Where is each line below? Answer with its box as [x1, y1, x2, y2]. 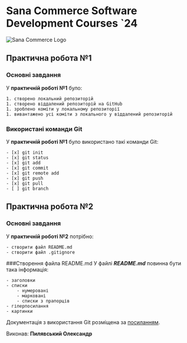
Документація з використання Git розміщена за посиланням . [6, 318, 160, 325]
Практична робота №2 [6, 202, 94, 212]
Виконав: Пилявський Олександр [6, 330, 93, 337]
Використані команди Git [6, 125, 83, 133]
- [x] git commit [6, 165, 49, 171]
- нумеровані [17, 288, 49, 293]
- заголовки [6, 277, 35, 283]
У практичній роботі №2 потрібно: [6, 233, 94, 240]
